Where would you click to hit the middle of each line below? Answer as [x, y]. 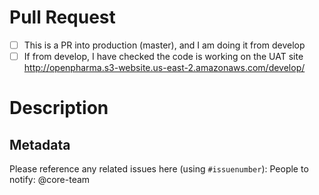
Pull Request [62, 17]
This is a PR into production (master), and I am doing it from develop [164, 45]
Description [59, 108]
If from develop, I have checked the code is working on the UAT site [163, 56]
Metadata [40, 144]
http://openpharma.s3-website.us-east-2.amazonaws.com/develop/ [164, 68]
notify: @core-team [50, 180]
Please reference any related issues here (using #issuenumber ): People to [159, 169]
